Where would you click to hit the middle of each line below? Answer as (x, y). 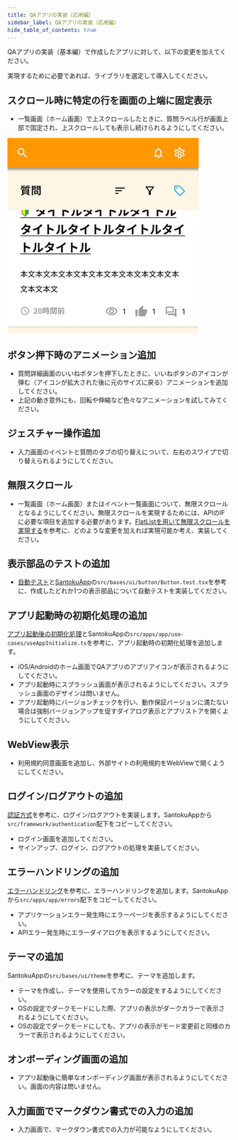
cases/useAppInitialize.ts (47, 643)
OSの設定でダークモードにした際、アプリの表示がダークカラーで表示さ (121, 1008)
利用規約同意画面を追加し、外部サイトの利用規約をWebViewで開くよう (121, 763)
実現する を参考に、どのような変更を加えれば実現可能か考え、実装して (120, 530)
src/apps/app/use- (157, 635)
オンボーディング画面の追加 (68, 1059)
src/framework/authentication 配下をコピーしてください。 (92, 823)
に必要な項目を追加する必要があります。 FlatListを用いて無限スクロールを (124, 521)
